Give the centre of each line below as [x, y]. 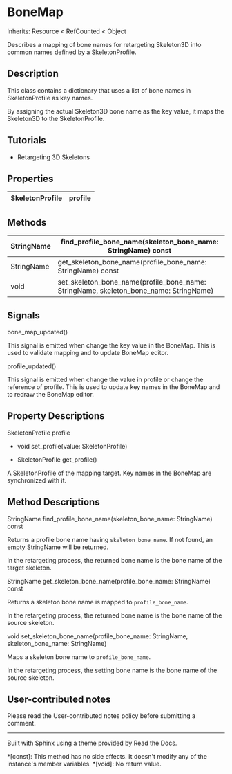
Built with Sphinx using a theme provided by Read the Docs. [92, 743]
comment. [21, 723]
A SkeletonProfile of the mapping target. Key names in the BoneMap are [109, 473]
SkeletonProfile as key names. [50, 98]
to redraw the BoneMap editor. [51, 394]
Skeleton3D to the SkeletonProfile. [56, 118]
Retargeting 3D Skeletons [54, 157]
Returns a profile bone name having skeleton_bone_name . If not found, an [110, 539]
